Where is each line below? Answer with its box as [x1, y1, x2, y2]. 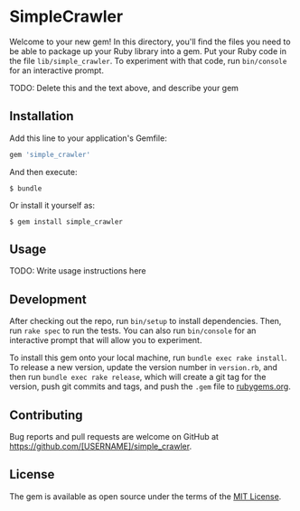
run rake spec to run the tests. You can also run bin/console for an [9, 325, 257, 336]
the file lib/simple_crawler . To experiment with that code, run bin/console [9, 55, 287, 66]
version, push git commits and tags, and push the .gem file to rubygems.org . [9, 381, 292, 392]
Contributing [9, 407, 83, 423]
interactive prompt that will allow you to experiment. [9, 335, 202, 346]
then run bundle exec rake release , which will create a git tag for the [9, 372, 267, 383]
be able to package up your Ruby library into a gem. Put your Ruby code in [9, 45, 287, 56]
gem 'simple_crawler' [9, 150, 91, 159]
